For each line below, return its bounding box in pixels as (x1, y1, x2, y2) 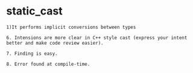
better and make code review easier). (6, 40, 104, 46)
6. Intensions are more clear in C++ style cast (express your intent (6, 34, 188, 40)
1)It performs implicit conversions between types (6, 24, 136, 30)
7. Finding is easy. (6, 50, 59, 57)
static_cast (6, 4, 63, 18)
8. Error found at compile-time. (6, 61, 90, 67)
